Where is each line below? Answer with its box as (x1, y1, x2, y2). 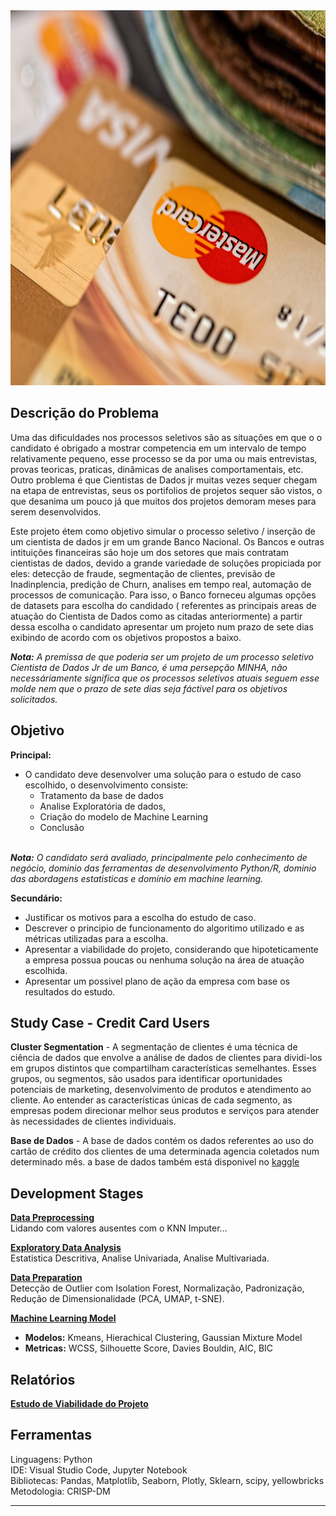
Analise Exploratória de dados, (39, 800, 167, 812)
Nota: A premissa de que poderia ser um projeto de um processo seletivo (10, 650, 314, 663)
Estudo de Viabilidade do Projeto (10, 1398, 149, 1410)
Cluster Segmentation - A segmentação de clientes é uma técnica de (10, 1041, 298, 1053)
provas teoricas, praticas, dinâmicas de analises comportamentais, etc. (10, 463, 304, 475)
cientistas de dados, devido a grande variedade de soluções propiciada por (10, 557, 322, 569)
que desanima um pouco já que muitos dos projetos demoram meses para (10, 495, 317, 507)
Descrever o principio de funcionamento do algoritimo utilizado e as (24, 922, 305, 934)
